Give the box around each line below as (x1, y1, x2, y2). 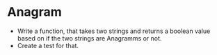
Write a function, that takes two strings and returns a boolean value (17, 27, 211, 35)
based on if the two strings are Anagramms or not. (17, 34, 162, 42)
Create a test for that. (17, 41, 79, 49)
